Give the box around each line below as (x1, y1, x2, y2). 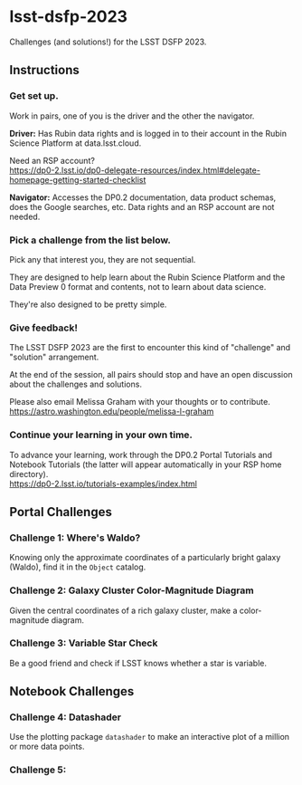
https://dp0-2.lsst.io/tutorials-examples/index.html (9, 478, 197, 489)
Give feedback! (9, 321, 79, 334)
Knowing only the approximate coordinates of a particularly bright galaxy (9, 552, 281, 563)
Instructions (9, 62, 80, 78)
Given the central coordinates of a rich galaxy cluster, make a (9, 605, 238, 616)
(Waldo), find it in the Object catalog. (9, 561, 146, 572)
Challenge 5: (9, 763, 67, 776)
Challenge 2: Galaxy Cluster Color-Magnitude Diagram (9, 584, 255, 597)
